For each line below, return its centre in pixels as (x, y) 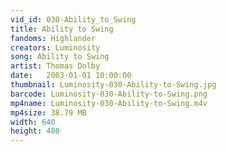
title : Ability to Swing (62, 29)
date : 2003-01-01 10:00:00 (71, 76)
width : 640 (33, 122)
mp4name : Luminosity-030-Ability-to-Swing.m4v (109, 103)
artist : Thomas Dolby (55, 66)
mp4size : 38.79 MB (48, 112)
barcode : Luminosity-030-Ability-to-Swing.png (109, 94)
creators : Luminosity (55, 47)
